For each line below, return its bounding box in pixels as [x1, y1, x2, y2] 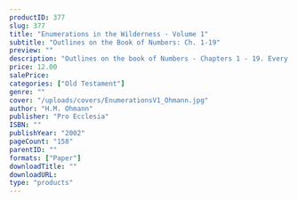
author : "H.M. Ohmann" [9, 104, 93, 113]
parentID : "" [9, 145, 58, 154]
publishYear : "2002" [9, 129, 86, 138]
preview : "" [9, 46, 53, 55]
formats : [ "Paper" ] [9, 153, 82, 163]
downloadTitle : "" [9, 162, 77, 171]
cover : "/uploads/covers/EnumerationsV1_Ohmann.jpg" [9, 95, 209, 105]
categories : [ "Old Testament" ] [9, 79, 125, 88]
